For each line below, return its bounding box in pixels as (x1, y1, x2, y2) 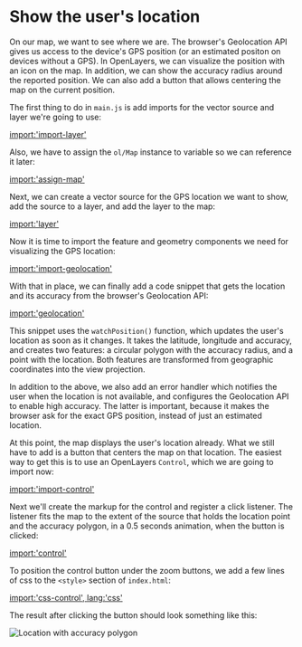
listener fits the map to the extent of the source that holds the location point (9, 510, 291, 521)
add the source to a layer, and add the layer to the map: (9, 201, 215, 212)
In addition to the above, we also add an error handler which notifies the (9, 381, 278, 392)
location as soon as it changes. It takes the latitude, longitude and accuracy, (9, 335, 292, 346)
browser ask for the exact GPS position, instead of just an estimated (9, 410, 262, 421)
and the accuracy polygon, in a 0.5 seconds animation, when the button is (9, 520, 285, 531)
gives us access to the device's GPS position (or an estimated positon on (9, 45, 281, 56)
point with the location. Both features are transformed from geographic (9, 354, 274, 365)
